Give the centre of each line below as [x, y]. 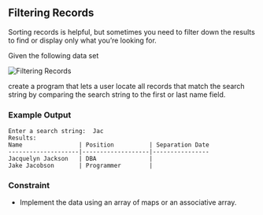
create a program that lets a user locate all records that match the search [127, 86]
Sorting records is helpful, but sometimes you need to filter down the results [132, 32]
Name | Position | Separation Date [109, 145]
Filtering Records [51, 13]
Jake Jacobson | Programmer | [81, 166]
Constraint [29, 186]
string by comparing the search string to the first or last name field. [117, 95]
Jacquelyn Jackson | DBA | [81, 159]
